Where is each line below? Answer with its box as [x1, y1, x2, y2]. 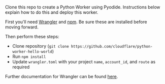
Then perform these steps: [5, 34, 60, 39]
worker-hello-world [12, 49, 53, 54]
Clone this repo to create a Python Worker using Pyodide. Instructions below [5, 4, 161, 10]
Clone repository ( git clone [12, 43, 69, 49]
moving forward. [5, 24, 38, 30]
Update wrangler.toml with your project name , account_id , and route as [12, 59, 156, 64]
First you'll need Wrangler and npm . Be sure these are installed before [5, 19, 147, 25]
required [12, 64, 30, 70]
